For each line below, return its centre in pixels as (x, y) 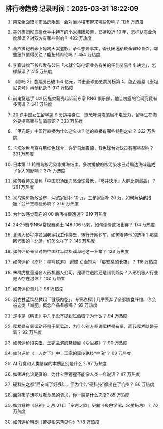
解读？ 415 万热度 (35, 71)
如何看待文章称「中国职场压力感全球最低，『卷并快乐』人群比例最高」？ (84, 181)
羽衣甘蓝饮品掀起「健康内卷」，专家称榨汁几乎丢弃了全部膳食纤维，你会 (84, 299)
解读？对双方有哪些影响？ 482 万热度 (54, 38)
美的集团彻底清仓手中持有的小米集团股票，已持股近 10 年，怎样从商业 (82, 32)
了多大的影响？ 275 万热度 (39, 170)
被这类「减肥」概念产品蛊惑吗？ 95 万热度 (55, 305)
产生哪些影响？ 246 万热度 (52, 203)
